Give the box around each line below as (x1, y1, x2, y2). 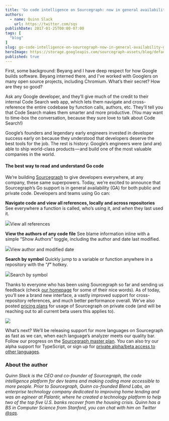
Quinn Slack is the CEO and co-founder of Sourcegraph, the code (5, 372, 142, 378)
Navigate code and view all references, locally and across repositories (5, 199, 155, 206)
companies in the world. (5, 151, 55, 157)
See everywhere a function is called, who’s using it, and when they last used (5, 205, 163, 211)
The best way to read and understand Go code (5, 163, 104, 169)
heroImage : (5, 49, 28, 54)
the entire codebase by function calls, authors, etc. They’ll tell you (26, 104, 163, 111)
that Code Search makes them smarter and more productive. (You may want (5, 110, 163, 116)
